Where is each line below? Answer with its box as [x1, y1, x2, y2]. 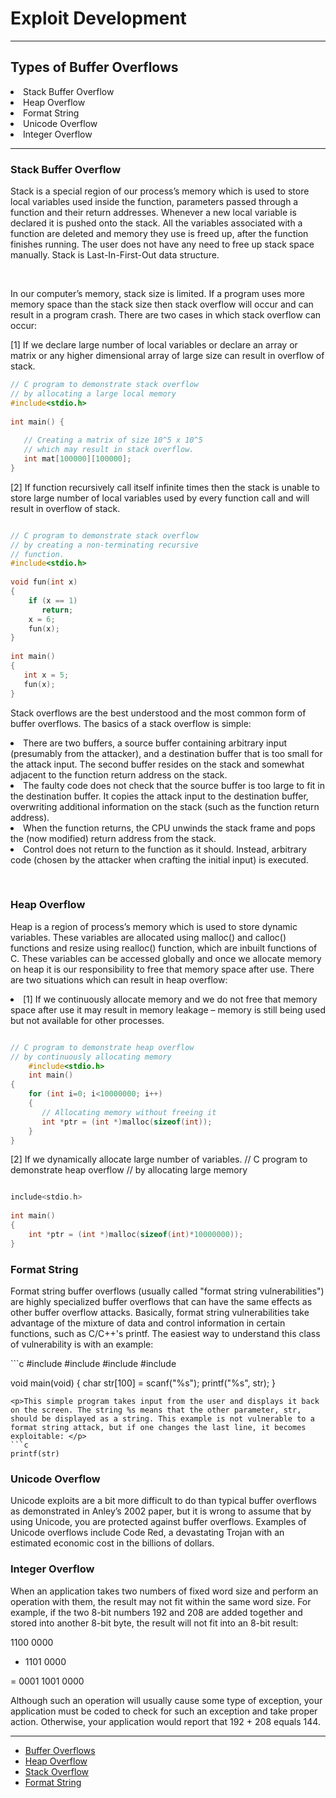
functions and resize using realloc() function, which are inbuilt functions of [10, 942, 318, 954]
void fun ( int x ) [10, 577, 78, 587]
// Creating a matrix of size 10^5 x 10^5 [23, 435, 203, 446]
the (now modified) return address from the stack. [10, 832, 217, 844]
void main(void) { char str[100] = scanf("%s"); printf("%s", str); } [10, 1377, 277, 1389]
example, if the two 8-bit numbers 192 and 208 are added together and [10, 1606, 303, 1618]
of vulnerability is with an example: [10, 1338, 154, 1351]
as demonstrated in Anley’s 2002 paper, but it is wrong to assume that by [10, 1505, 312, 1517]
